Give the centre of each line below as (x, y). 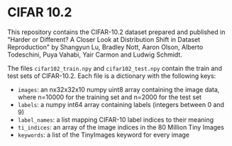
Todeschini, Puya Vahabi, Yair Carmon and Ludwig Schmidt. (95, 55)
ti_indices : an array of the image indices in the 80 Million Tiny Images (121, 127)
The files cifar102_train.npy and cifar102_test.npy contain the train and (115, 68)
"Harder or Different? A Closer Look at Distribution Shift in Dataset (104, 39)
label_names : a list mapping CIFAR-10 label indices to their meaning (116, 119)
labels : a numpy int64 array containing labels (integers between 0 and (121, 104)
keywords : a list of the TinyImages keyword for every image (104, 135)
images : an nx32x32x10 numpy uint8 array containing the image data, (118, 89)
